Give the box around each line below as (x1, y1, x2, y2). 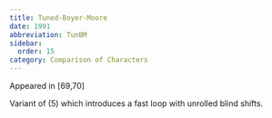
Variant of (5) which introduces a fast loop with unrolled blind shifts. (9, 98, 264, 109)
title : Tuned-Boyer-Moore (9, 13, 107, 23)
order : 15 (17, 47, 55, 56)
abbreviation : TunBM (9, 30, 88, 39)
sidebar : (9, 38, 43, 48)
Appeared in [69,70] (9, 81, 85, 91)
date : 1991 (9, 22, 51, 31)
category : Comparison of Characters (9, 55, 148, 64)
